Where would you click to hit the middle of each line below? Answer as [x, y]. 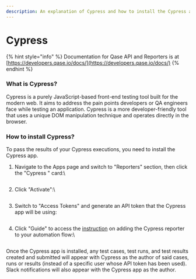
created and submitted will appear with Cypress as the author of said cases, [98, 257]
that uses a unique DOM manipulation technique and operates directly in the [97, 115]
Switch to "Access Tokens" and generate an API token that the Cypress [100, 206]
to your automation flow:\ [45, 235]
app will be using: [36, 212]
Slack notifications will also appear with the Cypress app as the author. [91, 270]
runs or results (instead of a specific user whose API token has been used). [97, 264]
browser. [17, 121]
